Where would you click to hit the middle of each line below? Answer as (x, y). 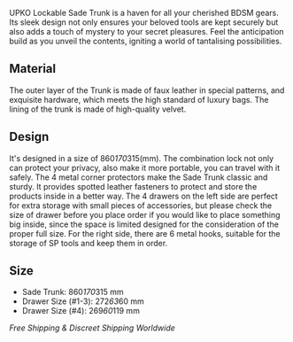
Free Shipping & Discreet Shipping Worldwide (92, 328)
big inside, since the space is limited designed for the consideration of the (144, 224)
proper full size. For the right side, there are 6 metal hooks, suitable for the (145, 233)
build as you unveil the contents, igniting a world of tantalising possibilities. (146, 41)
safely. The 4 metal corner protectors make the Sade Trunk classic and (139, 177)
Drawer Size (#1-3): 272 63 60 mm (83, 301)
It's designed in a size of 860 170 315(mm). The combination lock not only (142, 158)
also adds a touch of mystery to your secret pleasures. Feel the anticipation (147, 31)
